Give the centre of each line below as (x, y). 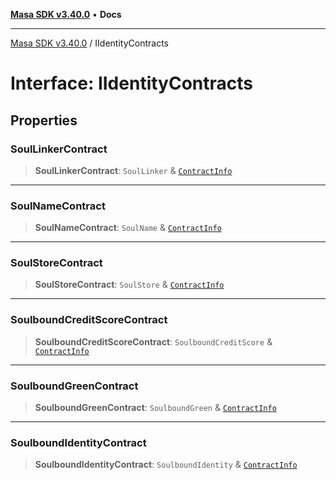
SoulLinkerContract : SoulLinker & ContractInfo (133, 170)
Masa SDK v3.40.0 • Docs (66, 14)
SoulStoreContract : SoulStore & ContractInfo (129, 285)
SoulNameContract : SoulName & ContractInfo (128, 228)
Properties (44, 120)
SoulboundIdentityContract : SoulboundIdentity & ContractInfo (166, 465)
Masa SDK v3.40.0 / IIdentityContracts (89, 43)
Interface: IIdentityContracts (131, 83)
